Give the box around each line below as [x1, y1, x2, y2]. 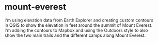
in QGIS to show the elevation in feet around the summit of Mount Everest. [4, 22, 153, 28]
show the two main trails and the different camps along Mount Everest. [4, 32, 146, 38]
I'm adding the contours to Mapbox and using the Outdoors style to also [4, 27, 148, 33]
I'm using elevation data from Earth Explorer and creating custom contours [4, 17, 154, 23]
